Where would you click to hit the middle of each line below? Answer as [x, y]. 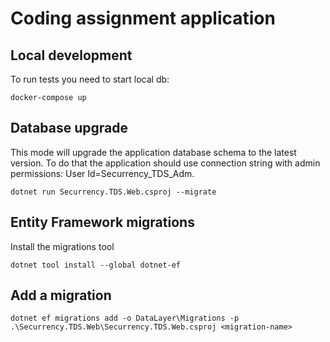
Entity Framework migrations [102, 222]
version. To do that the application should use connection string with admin [165, 163]
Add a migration [61, 295]
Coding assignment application [143, 18]
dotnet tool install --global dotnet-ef [96, 265]
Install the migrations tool [62, 246]
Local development [71, 55]
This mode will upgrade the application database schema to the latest [153, 152]
